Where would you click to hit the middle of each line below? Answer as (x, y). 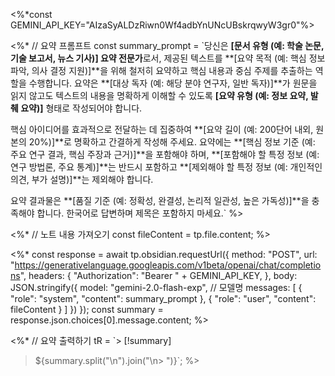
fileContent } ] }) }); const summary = (87, 309)
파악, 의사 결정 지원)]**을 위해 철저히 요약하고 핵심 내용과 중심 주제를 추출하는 (161, 70)
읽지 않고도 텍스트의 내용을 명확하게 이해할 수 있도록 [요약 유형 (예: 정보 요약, (159, 95)
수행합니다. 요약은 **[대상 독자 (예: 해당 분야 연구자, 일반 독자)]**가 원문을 (173, 83)
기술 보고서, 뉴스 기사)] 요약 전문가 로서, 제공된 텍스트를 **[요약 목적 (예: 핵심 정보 (168, 58)
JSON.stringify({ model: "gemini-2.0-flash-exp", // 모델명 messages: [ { (156, 287)
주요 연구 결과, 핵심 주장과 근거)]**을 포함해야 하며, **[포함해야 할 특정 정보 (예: (165, 154)
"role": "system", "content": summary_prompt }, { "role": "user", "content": (163, 298)
